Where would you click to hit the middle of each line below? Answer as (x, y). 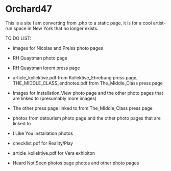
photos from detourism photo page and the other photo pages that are (87, 118)
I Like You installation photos (43, 133)
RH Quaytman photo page (40, 58)
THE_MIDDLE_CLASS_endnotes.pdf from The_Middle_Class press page (88, 83)
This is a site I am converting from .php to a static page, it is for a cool (79, 23)
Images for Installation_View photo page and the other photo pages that (88, 93)
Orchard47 (29, 9)
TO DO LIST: (18, 38)
